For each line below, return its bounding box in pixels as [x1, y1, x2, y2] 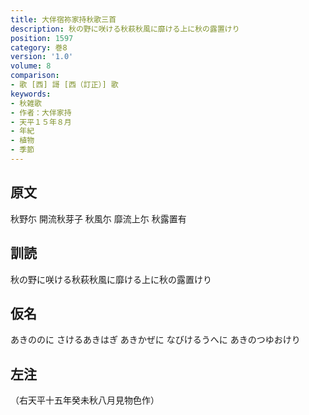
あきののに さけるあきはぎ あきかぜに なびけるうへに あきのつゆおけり [10, 334, 301, 346]
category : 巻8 [10, 42, 68, 53]
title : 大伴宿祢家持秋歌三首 [10, 14, 117, 25]
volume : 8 [10, 61, 52, 71]
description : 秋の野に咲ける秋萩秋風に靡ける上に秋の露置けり [10, 24, 240, 34]
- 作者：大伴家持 [10, 107, 72, 118]
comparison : [10, 71, 60, 81]
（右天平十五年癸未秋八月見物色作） [10, 394, 160, 406]
